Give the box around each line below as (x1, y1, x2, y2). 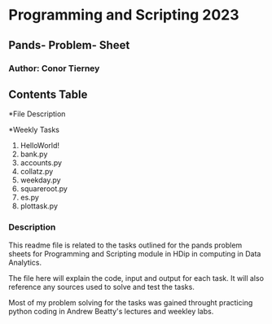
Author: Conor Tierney (8, 63, 100, 74)
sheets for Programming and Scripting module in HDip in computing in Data (8, 248, 261, 258)
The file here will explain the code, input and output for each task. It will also (8, 273, 265, 282)
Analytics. (8, 257, 42, 267)
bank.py (20, 149, 48, 160)
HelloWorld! (20, 141, 59, 151)
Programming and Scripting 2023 (8, 6, 239, 24)
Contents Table (8, 87, 88, 101)
